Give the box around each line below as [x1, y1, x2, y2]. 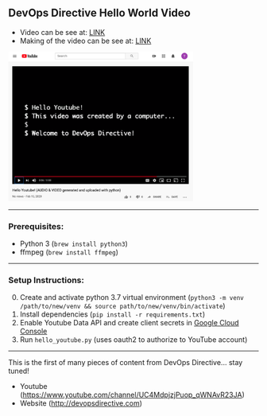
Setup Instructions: [8, 274, 85, 286]
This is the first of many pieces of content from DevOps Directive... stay [8, 358, 243, 367]
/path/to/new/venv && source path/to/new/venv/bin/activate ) [19, 301, 226, 311]
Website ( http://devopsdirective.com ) [19, 399, 143, 408]
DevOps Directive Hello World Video [8, 6, 191, 20]
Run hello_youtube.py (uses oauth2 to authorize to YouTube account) [19, 335, 248, 344]
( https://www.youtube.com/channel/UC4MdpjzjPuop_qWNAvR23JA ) [19, 390, 245, 400]
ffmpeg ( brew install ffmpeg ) [19, 247, 119, 257]
